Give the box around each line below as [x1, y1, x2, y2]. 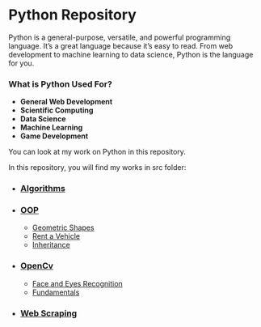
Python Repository [8, 6, 137, 24]
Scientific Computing [19, 105, 94, 115]
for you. [8, 58, 35, 68]
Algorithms [19, 183, 66, 194]
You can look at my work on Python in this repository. [8, 147, 186, 157]
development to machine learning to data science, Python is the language [8, 49, 254, 59]
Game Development [19, 131, 89, 141]
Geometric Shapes [32, 223, 95, 232]
